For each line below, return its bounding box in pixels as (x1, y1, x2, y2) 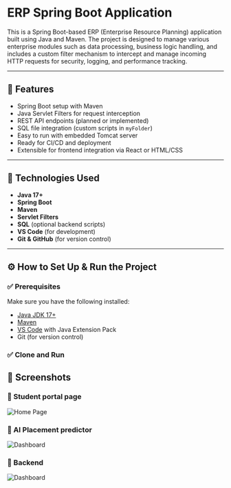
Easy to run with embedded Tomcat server (16, 131, 138, 139)
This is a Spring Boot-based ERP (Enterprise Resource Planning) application (7, 28, 222, 36)
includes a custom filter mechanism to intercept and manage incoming (7, 50, 207, 58)
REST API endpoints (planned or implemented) (16, 116, 149, 125)
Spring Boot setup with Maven (16, 101, 103, 110)
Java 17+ (16, 191, 43, 199)
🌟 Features (7, 84, 54, 95)
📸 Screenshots (7, 371, 71, 383)
